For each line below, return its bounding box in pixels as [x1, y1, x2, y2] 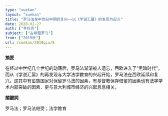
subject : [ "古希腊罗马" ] [5, 31, 53, 36]
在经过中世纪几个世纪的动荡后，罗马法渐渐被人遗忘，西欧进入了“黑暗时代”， [5, 65, 162, 71]
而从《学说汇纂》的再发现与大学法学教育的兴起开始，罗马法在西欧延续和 [5, 71, 154, 77]
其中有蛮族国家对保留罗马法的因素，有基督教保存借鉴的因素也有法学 [18, 77, 158, 83]
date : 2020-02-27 [5, 21, 41, 27]
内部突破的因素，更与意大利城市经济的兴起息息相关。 [9, 84, 119, 90]
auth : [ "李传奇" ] [5, 26, 39, 31]
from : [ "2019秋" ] [5, 36, 41, 41]
